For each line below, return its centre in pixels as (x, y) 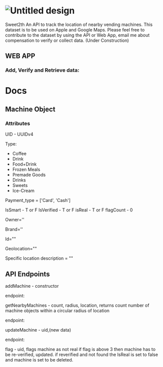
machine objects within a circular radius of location (57, 310)
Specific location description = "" (39, 258)
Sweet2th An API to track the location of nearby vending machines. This (79, 24)
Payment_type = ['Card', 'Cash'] (38, 200)
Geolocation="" (21, 249)
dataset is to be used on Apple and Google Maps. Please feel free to (75, 29)
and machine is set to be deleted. (39, 360)
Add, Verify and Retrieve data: (42, 70)
